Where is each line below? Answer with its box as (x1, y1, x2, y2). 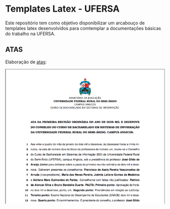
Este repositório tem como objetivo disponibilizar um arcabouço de (5, 20, 145, 26)
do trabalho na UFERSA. (5, 30, 56, 37)
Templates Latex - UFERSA (5, 3, 120, 15)
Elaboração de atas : (5, 59, 47, 65)
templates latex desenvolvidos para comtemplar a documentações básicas (5, 25, 161, 31)
